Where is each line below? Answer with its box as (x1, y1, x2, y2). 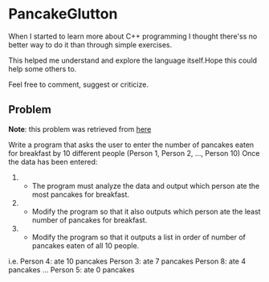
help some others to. (8, 63, 77, 73)
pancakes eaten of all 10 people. (31, 240, 140, 250)
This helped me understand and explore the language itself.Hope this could (8, 55, 258, 65)
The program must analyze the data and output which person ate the (31, 181, 260, 190)
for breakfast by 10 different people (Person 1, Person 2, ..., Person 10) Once (8, 148, 260, 157)
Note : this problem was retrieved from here (8, 124, 152, 133)
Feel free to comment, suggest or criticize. (8, 80, 149, 89)
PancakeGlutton (8, 5, 118, 23)
